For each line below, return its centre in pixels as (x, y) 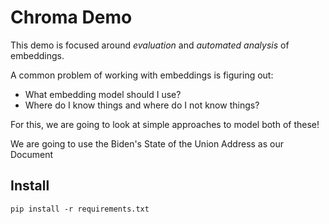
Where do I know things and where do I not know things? (142, 105)
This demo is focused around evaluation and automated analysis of (150, 45)
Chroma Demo (71, 17)
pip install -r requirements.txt (80, 209)
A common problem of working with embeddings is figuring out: (142, 75)
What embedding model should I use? (103, 94)
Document (32, 154)
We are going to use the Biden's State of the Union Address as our (147, 143)
